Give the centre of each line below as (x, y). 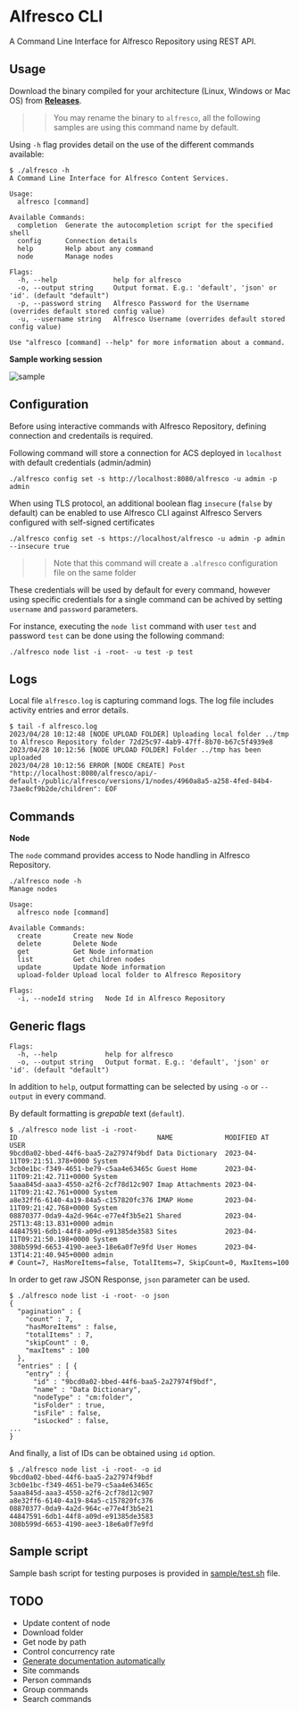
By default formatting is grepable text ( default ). (97, 1113)
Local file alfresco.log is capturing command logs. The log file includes (141, 701)
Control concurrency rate (69, 1651)
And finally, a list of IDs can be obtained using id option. (112, 1453)
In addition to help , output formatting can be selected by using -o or (134, 1087)
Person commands (57, 1680)
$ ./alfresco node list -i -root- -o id (86, 1470)
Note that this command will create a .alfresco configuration (166, 563)
